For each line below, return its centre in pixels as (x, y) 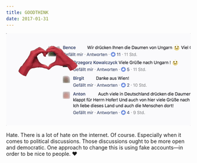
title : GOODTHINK (27, 12)
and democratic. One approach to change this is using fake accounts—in (95, 147)
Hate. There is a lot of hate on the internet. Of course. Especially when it (94, 135)
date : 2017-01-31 (27, 19)
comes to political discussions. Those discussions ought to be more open (95, 141)
